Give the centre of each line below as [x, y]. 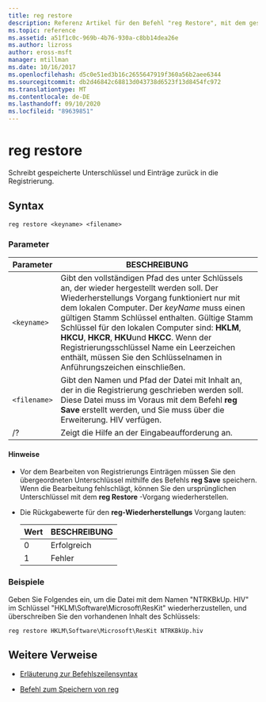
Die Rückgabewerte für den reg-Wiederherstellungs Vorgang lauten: [133, 512]
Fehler [62, 558]
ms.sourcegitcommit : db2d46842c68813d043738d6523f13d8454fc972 [115, 82]
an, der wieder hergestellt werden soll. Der [140, 288]
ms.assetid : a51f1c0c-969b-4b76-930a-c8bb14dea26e [93, 38]
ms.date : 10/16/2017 [42, 67]
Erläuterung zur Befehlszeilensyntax [79, 674]
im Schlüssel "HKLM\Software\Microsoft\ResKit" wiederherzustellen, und [127, 608]
